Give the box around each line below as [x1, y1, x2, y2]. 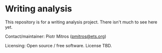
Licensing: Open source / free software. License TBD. [5, 42, 113, 48]
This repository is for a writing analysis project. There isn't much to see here [5, 19, 158, 25]
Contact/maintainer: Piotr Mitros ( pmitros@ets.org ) [5, 33, 107, 39]
